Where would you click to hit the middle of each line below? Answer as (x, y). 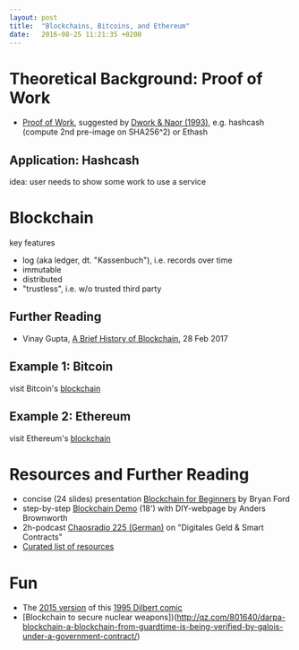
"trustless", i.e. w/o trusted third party (92, 289)
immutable (42, 270)
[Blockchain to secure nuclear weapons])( (99, 617)
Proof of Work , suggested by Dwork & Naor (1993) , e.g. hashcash (143, 123)
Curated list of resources (68, 547)
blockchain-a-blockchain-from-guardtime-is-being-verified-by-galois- (153, 627)
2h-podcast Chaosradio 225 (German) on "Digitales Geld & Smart (143, 528)
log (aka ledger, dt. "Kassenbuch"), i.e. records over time (127, 260)
